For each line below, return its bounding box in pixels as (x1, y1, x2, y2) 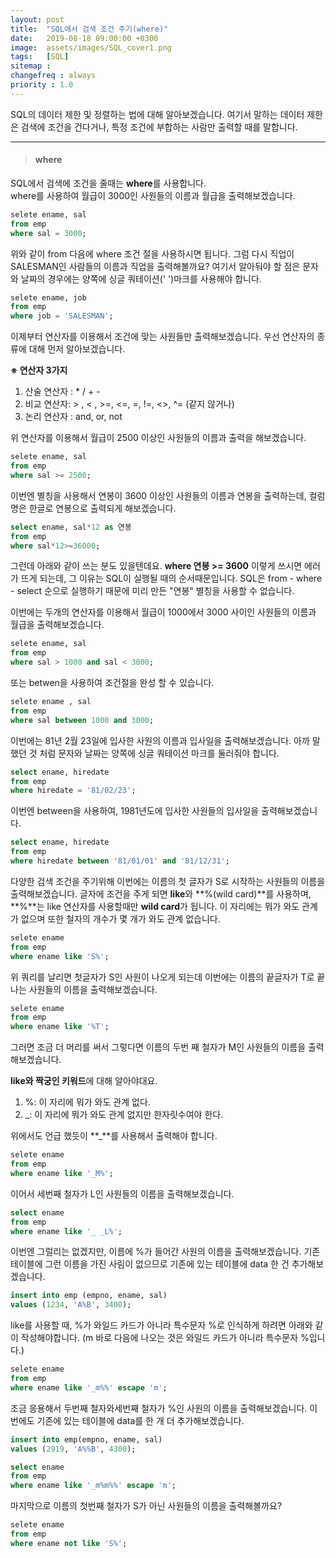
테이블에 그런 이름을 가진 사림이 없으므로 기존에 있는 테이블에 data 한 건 (10, 1258, 290, 1270)
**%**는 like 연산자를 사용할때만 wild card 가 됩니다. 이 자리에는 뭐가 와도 (10, 900, 300, 912)
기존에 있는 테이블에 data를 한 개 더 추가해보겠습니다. (36, 1414, 245, 1426)
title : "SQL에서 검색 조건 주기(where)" (10, 24, 169, 34)
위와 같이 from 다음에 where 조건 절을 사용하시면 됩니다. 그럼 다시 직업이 (10, 247, 295, 260)
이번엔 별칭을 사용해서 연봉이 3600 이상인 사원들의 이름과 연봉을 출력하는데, (10, 489, 307, 501)
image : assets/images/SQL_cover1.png (10, 42, 172, 53)
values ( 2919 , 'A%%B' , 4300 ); (10, 1444, 137, 1454)
